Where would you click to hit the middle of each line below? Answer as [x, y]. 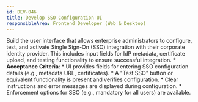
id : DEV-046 [21, 12]
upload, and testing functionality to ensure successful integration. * [91, 60]
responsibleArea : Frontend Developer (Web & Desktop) [76, 23]
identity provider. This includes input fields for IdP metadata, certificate [96, 54]
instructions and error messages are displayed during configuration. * [94, 86]
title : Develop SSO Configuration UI [54, 18]
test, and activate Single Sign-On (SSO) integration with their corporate [96, 47]
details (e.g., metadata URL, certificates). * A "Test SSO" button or [90, 73]
